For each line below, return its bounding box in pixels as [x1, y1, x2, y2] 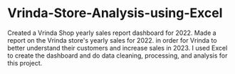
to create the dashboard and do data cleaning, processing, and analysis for [7, 51, 228, 60]
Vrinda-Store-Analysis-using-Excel [7, 5, 223, 21]
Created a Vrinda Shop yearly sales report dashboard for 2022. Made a [7, 28, 216, 37]
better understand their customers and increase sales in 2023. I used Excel [7, 43, 228, 52]
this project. [7, 58, 43, 67]
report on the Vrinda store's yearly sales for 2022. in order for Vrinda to [7, 36, 217, 44]
